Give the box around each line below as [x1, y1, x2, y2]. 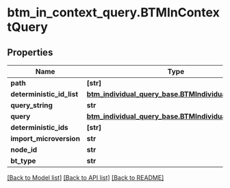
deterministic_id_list [10, 90, 79, 98]
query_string [10, 100, 53, 110]
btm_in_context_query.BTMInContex [7, 5, 220, 21]
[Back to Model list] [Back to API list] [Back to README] [7, 174, 164, 182]
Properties [7, 46, 53, 58]
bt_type [10, 156, 36, 165]
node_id [10, 145, 38, 155]
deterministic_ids [10, 123, 68, 132]
